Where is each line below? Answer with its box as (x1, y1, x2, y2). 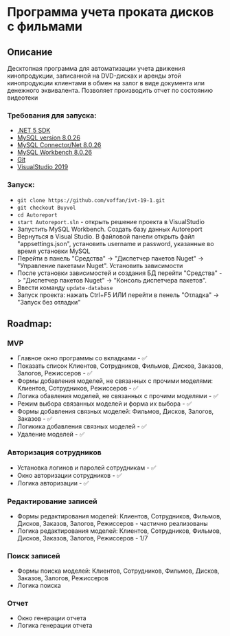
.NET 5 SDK (16, 127, 51, 135)
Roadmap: (7, 318, 52, 329)
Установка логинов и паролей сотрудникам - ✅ (16, 463, 157, 472)
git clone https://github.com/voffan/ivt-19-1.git (16, 197, 165, 204)
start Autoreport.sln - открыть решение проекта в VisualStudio (16, 217, 205, 226)
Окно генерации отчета (16, 614, 87, 622)
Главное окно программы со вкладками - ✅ (16, 354, 148, 362)
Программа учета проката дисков (7, 4, 214, 20)
